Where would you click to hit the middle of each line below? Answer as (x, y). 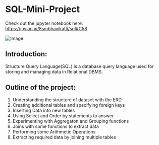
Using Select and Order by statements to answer (63, 116)
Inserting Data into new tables (44, 110)
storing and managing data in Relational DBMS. (54, 71)
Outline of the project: (40, 87)
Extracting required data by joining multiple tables (64, 137)
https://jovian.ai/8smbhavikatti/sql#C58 (46, 28)
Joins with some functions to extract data (56, 126)
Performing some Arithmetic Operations (54, 131)
